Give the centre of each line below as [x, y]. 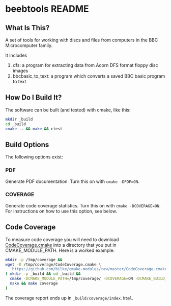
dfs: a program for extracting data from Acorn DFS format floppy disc [85, 65]
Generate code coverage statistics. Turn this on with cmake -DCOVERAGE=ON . [83, 205]
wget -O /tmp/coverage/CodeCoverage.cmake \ [53, 264]
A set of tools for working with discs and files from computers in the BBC [82, 40]
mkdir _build [19, 119]
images [20, 70]
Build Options [27, 144]
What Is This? [27, 28]
